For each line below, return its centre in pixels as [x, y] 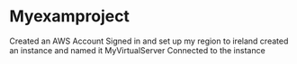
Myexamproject [70, 16]
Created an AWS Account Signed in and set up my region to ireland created [149, 41]
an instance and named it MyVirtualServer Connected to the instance [137, 50]
